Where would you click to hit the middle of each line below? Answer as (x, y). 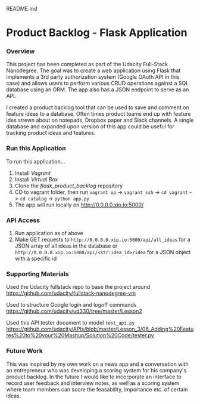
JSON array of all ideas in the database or (66, 246)
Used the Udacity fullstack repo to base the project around (78, 287)
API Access (23, 220)
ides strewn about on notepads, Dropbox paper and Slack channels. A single (100, 120)
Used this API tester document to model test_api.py (71, 323)
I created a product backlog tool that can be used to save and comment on (98, 107)
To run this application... (36, 161)
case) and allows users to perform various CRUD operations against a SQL (98, 84)
